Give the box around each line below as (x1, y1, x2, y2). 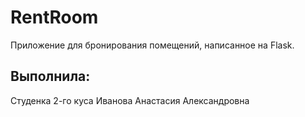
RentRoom (10, 6, 99, 29)
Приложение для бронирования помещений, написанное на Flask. (10, 39, 295, 51)
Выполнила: (10, 68, 91, 85)
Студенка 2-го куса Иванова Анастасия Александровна (10, 94, 250, 106)
